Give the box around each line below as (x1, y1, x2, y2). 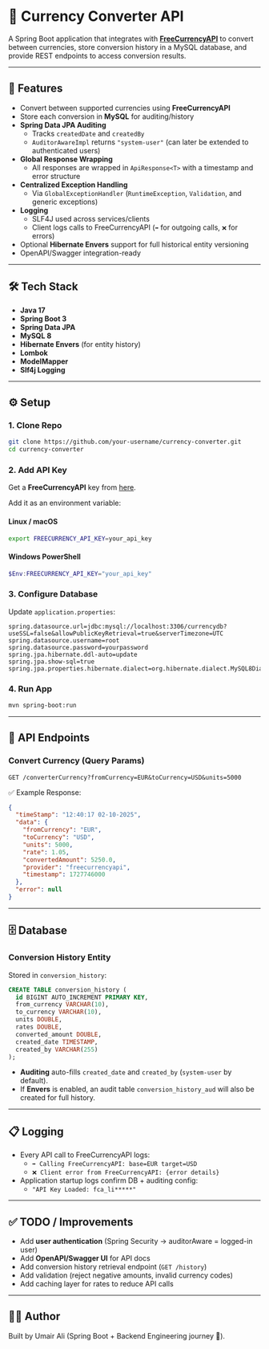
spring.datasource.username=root (8, 636, 120, 645)
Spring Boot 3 (19, 313, 67, 324)
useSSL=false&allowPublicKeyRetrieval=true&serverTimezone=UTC (8, 630, 224, 638)
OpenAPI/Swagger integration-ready (19, 248, 142, 258)
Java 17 (19, 305, 46, 315)
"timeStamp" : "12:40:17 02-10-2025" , (15, 811, 142, 819)
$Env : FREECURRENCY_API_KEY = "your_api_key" (8, 569, 152, 577)
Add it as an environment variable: (8, 498, 122, 508)
